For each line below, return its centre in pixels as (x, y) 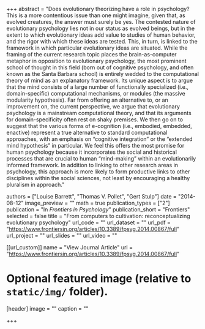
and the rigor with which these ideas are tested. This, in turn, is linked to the (102, 41)
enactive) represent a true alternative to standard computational (87, 132)
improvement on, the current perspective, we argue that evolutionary (93, 106)
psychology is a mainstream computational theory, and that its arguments (99, 113)
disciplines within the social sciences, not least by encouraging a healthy (98, 178)
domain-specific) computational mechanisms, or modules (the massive (96, 93)
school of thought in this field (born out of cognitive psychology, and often (100, 67)
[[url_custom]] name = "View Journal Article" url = (70, 247)
